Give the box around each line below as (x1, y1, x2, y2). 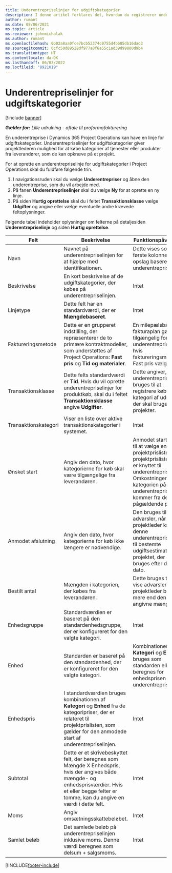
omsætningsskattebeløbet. (63, 815, 128, 822)
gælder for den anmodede (63, 728, 127, 735)
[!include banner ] (5, 115, 42, 121)
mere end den (133, 594, 166, 601)
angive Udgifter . (63, 404, 103, 411)
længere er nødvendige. (63, 544, 121, 551)
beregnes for (133, 668, 164, 676)
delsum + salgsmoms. (63, 849, 117, 857)
